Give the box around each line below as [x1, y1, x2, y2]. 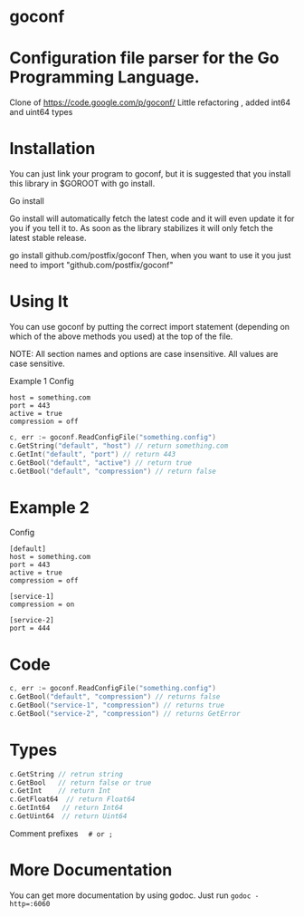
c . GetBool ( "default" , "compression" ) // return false [9, 467, 217, 476]
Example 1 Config [9, 376, 74, 386]
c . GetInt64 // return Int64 [9, 804, 124, 813]
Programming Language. [9, 67, 201, 88]
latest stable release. [9, 233, 88, 244]
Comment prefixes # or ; [9, 827, 113, 839]
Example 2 [9, 497, 90, 517]
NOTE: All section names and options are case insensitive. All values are [9, 349, 279, 359]
